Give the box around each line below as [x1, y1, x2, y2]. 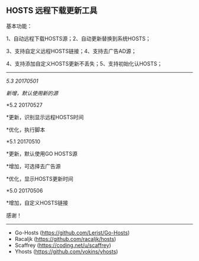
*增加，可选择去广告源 [6, 162, 61, 169]
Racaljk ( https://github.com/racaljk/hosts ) [14, 235, 117, 242]
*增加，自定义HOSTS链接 [6, 199, 69, 206]
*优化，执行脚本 [6, 126, 46, 133]
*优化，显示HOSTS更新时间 [6, 175, 74, 182]
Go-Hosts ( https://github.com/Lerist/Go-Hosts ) [14, 229, 130, 236]
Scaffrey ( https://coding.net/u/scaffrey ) [14, 242, 111, 249]
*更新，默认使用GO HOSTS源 [6, 150, 78, 157]
